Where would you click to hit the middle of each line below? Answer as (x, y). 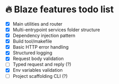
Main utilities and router (38, 24)
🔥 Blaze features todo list (59, 9)
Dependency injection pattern (44, 36)
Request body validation (38, 59)
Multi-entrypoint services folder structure (56, 30)
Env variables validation (38, 70)
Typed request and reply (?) (42, 65)
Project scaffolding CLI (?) (40, 76)
